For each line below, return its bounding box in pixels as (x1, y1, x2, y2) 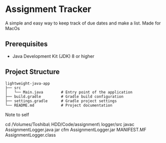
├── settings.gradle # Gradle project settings (5, 98, 117, 103)
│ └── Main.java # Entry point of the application (5, 89, 133, 94)
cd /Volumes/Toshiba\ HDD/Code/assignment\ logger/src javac (5, 121, 135, 127)
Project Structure (5, 67, 60, 76)
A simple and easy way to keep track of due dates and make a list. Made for (5, 20, 161, 26)
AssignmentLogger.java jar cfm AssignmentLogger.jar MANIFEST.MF (5, 126, 147, 132)
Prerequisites (5, 40, 48, 48)
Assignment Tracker (5, 3, 91, 15)
